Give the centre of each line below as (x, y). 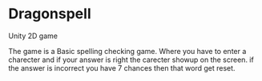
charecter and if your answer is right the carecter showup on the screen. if (131, 60)
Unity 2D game (33, 36)
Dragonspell (50, 14)
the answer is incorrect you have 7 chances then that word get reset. (122, 67)
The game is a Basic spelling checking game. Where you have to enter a (127, 51)
